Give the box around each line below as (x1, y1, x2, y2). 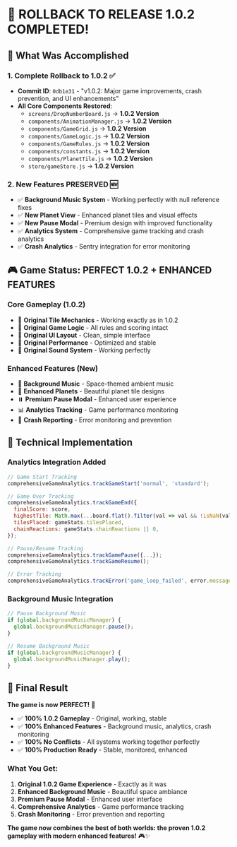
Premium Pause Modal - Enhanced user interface (17, 795, 163, 803)
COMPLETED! (7, 21, 90, 37)
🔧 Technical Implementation (7, 436, 133, 448)
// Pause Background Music (7, 610, 87, 617)
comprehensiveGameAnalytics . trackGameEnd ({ (7, 499, 138, 507)
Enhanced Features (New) (7, 363, 99, 373)
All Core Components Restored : (17, 102, 113, 110)
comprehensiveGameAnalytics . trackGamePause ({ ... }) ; (7, 551, 162, 559)
